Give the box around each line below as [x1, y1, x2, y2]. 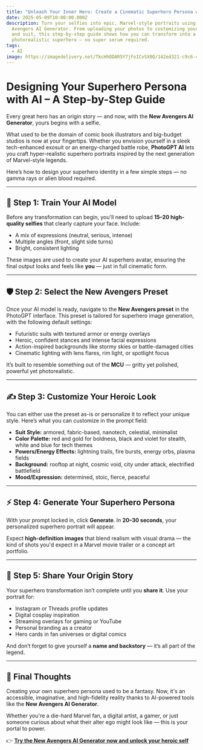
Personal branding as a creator [14, 624, 92, 631]
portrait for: [6, 593, 35, 600]
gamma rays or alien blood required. [6, 175, 97, 182]
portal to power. [6, 725, 46, 732]
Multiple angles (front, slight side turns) [14, 238, 114, 245]
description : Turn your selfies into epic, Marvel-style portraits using [6, 20, 196, 26]
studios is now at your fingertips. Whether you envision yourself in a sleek [6, 137, 190, 144]
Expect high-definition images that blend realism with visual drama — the [6, 534, 192, 542]
